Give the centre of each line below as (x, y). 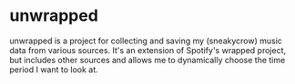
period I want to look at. (54, 70)
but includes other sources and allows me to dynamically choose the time (147, 60)
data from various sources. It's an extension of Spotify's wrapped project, (148, 50)
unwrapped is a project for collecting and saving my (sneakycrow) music (146, 41)
